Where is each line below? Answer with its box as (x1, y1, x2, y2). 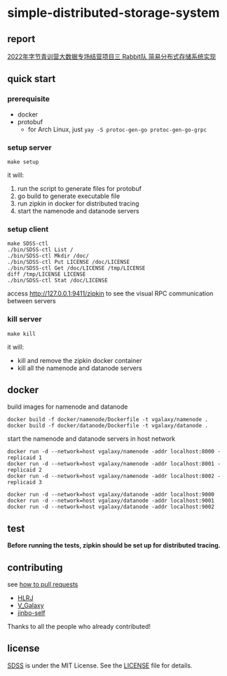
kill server (7, 314, 42, 324)
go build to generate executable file (17, 192, 121, 200)
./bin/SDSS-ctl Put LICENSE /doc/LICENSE (7, 258, 130, 266)
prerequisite (7, 94, 50, 104)
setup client (7, 224, 49, 234)
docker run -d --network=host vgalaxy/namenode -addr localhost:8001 (7, 460, 215, 468)
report (7, 33, 36, 45)
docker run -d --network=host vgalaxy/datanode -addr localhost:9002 (7, 503, 215, 510)
